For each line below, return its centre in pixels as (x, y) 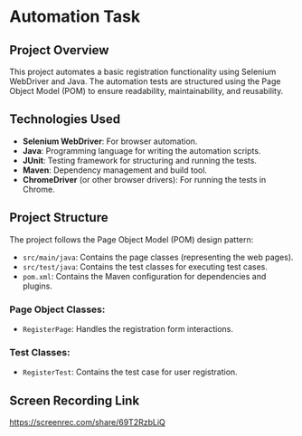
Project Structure (59, 218)
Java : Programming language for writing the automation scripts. (142, 150)
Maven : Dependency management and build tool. (115, 170)
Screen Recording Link (75, 400)
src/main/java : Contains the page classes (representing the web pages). (158, 257)
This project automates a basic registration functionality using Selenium (143, 71)
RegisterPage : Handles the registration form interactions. (127, 328)
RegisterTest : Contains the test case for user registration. (130, 372)
